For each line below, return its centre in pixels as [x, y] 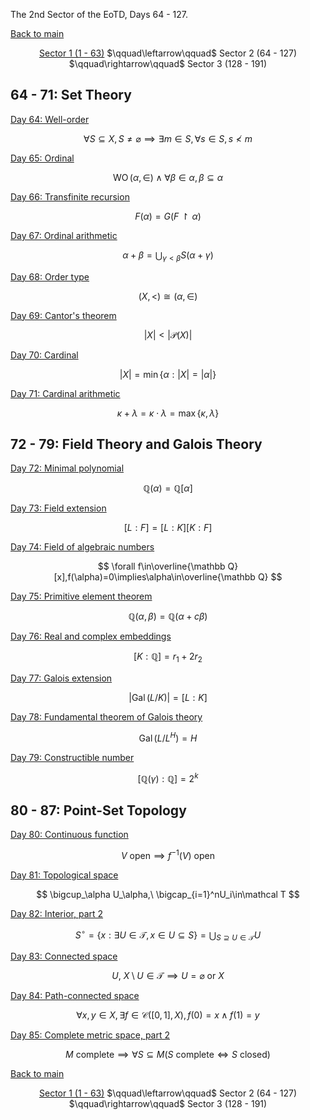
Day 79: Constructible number [72, 757]
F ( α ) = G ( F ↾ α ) [168, 216]
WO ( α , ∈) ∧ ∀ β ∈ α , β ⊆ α [168, 177]
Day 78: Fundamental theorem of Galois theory [106, 717]
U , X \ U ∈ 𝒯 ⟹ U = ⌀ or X [168, 976]
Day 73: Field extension [58, 508]
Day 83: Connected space [64, 956]
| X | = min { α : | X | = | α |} [168, 374]
